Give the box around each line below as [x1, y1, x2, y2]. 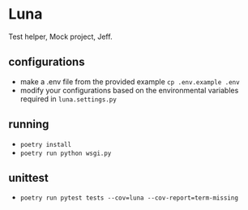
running [8, 118, 49, 131]
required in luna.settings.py [19, 94, 118, 104]
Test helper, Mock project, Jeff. [8, 32, 113, 41]
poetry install [19, 140, 72, 148]
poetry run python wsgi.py [19, 149, 112, 157]
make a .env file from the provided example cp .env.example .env [19, 76, 241, 86]
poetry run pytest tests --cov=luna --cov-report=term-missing [19, 194, 239, 203]
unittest [8, 171, 49, 185]
